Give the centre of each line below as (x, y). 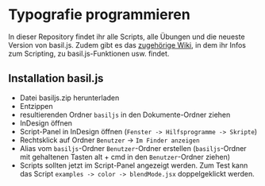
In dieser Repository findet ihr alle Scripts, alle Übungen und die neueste (127, 37)
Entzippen (36, 106)
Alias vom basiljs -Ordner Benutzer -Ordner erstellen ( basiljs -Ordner (133, 148)
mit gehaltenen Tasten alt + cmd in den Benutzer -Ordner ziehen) (125, 157)
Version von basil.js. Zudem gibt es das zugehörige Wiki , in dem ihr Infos (127, 45)
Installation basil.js (56, 78)
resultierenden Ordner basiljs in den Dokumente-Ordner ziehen (125, 114)
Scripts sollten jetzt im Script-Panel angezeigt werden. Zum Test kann (134, 165)
